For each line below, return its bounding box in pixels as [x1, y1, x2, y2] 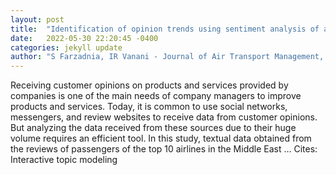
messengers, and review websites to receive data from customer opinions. [10, 111, 318, 123]
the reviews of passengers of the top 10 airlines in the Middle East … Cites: [10, 143, 318, 155]
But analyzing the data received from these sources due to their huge [10, 122, 297, 134]
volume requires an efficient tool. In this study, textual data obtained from [10, 132, 312, 145]
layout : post [10, 14, 65, 25]
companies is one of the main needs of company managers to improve [10, 90, 302, 102]
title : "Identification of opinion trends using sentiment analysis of [10, 24, 320, 34]
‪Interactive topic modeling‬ [10, 154, 118, 166]
